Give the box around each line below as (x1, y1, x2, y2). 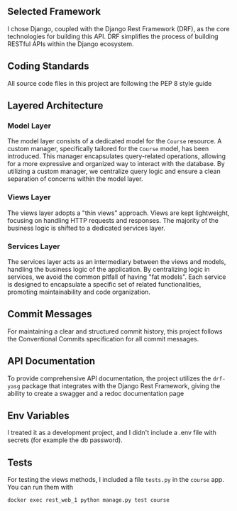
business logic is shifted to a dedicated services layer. (7, 224, 165, 232)
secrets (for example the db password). (7, 436, 123, 444)
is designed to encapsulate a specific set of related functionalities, (7, 280, 202, 288)
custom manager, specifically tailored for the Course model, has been (7, 145, 209, 153)
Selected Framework (7, 6, 101, 18)
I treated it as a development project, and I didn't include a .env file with (7, 429, 216, 437)
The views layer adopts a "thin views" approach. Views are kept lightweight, (7, 209, 230, 217)
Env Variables (7, 410, 70, 422)
